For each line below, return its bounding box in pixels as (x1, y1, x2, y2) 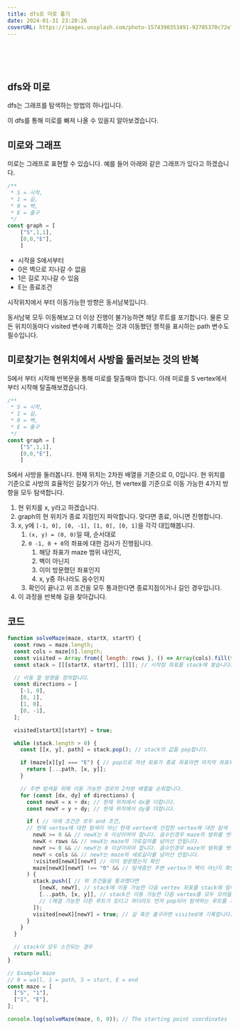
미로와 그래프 (7, 139, 62, 151)
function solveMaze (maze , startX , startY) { (7, 635, 142, 642)
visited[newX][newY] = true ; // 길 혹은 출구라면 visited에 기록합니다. (33, 910, 233, 918)
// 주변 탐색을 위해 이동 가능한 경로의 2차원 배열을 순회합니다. (20, 785, 184, 792)
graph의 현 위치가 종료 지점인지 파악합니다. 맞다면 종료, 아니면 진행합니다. (17, 513, 223, 521)
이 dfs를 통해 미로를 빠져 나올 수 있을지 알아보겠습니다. (7, 116, 159, 125)
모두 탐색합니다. (20, 488, 65, 497)
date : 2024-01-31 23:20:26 (7, 17, 87, 24)
